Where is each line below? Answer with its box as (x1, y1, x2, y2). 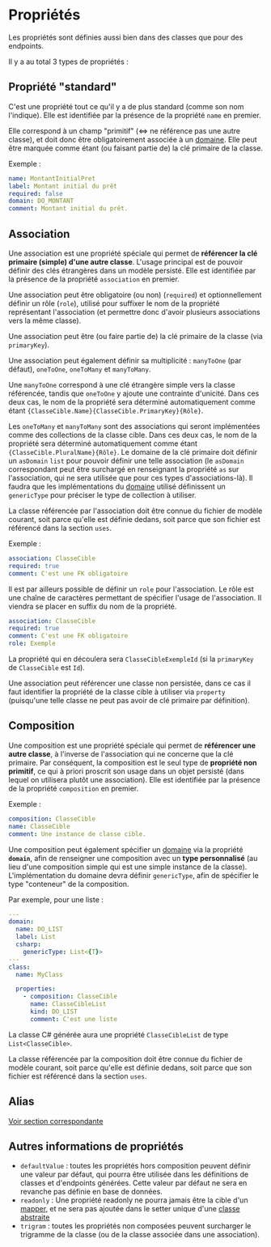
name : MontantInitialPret (8, 174, 95, 183)
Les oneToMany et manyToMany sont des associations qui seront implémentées (8, 421, 260, 431)
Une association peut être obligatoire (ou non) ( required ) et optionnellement (8, 290, 262, 299)
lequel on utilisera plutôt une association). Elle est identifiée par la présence (8, 774, 260, 784)
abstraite (19, 1212, 50, 1223)
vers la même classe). (8, 316, 82, 325)
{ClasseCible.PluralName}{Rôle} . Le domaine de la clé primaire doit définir (8, 447, 258, 456)
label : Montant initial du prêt (8, 182, 117, 190)
